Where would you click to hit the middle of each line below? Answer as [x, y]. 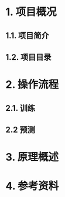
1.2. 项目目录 [28, 57]
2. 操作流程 [32, 85]
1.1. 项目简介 [27, 35]
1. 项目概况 [31, 12]
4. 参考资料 [32, 186]
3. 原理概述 [32, 157]
